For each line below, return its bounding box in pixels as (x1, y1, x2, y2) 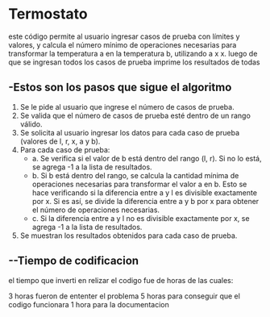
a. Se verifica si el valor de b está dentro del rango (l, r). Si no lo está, (31, 153, 262, 163)
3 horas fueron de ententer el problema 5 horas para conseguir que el (8, 291, 240, 301)
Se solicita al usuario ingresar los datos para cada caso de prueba (19, 127, 240, 137)
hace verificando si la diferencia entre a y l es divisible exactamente (31, 187, 258, 198)
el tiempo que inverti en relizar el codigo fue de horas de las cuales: (8, 275, 234, 285)
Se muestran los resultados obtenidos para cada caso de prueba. (19, 231, 238, 240)
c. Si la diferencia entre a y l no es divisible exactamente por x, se (31, 213, 250, 223)
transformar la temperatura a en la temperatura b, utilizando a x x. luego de (8, 48, 258, 58)
